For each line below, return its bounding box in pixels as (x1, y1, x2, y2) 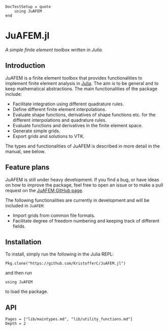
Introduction (5, 61, 46, 70)
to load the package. (5, 288, 48, 295)
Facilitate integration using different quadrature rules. (12, 101, 124, 107)
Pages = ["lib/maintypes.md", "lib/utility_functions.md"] (5, 317, 133, 322)
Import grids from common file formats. (12, 212, 95, 218)
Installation (5, 238, 42, 246)
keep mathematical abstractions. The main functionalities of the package (5, 86, 158, 92)
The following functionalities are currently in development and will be (5, 197, 150, 203)
